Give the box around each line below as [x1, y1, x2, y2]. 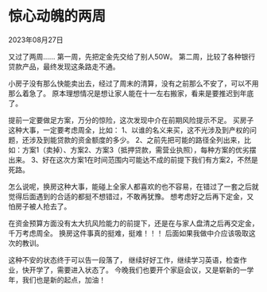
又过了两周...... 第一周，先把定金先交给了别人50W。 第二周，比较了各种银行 [8, 52, 256, 61]
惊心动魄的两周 [8, 7, 106, 25]
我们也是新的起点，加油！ [21, 275, 106, 284]
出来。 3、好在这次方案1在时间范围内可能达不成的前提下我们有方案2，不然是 [8, 155, 258, 164]
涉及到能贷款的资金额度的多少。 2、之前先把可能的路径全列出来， [29, 135, 245, 144]
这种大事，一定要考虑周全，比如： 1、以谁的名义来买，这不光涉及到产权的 [8, 125, 250, 135]
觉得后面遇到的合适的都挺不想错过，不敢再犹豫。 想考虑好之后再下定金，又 [8, 191, 254, 201]
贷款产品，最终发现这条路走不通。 [8, 61, 120, 71]
